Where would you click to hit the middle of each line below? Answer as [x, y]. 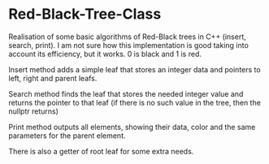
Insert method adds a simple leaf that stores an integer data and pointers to [135, 69]
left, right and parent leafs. [53, 78]
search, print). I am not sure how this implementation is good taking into [129, 45]
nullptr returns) [34, 111]
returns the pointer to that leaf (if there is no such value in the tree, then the [135, 102]
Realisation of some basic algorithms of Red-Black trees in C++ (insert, [127, 37]
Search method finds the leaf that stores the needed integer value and [126, 93]
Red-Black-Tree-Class [85, 14]
